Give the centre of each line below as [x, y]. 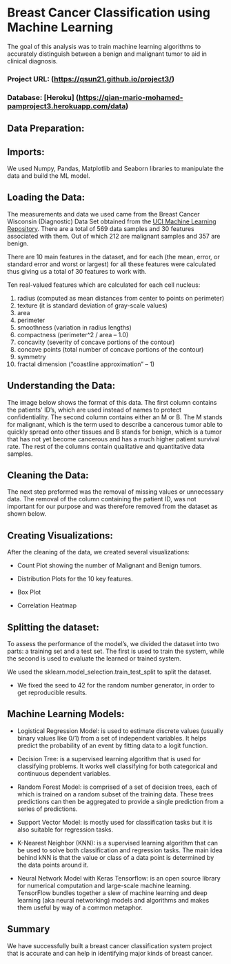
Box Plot [29, 592]
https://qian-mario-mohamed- [131, 97]
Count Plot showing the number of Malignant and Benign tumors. [109, 565]
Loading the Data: [46, 198]
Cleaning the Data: [48, 475]
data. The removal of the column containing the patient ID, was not [102, 499]
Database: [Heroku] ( [43, 97]
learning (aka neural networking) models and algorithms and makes [113, 900]
